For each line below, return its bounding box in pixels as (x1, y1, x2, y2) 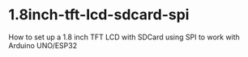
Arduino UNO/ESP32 (8, 40, 78, 50)
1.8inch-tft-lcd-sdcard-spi (8, 6, 190, 24)
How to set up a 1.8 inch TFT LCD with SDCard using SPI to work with (8, 32, 241, 42)
